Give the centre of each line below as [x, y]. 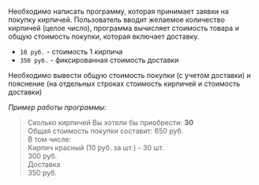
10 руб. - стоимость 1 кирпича [71, 52]
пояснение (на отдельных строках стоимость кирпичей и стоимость [124, 83]
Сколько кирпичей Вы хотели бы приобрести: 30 [110, 122]
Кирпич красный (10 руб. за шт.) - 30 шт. [96, 148]
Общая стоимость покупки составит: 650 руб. [105, 131]
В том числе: [49, 139]
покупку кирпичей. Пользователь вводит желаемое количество [116, 20]
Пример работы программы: [57, 107]
